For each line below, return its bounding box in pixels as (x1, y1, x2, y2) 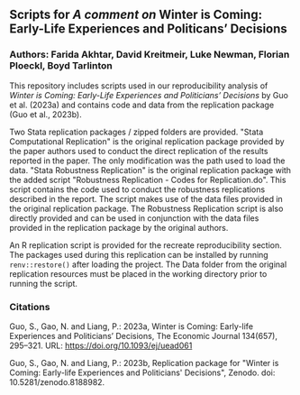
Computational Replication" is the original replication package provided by (9, 135, 286, 147)
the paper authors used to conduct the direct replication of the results (9, 145, 268, 156)
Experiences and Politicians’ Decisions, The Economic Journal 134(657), (9, 330, 277, 341)
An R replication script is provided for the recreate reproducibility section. (9, 239, 282, 251)
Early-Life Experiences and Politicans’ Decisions (9, 22, 288, 37)
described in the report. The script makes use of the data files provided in (9, 193, 284, 204)
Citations (9, 300, 50, 313)
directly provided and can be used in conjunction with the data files (9, 212, 259, 224)
